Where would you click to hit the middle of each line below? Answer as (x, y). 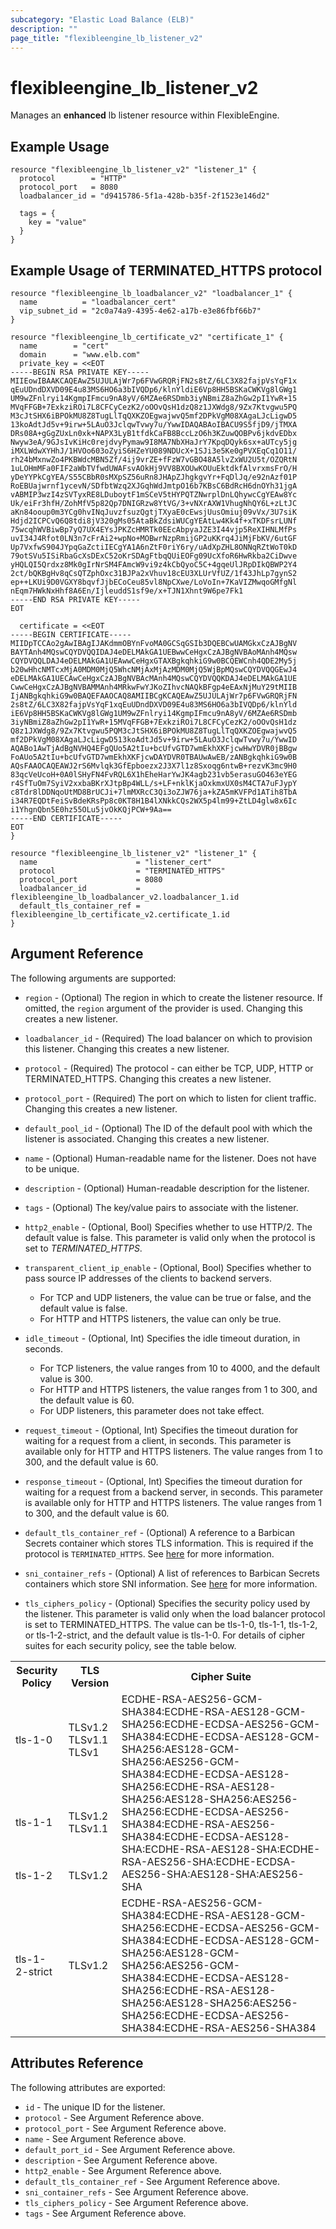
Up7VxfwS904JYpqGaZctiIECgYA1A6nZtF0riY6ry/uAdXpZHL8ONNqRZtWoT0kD (154, 547)
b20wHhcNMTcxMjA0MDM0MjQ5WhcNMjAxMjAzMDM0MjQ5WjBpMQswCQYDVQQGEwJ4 (154, 669)
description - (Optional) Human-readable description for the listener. (167, 1188)
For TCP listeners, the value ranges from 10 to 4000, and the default (180, 1368)
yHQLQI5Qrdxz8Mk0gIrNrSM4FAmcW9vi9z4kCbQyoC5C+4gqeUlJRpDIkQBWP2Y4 (154, 564)
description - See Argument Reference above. (121, 2160)
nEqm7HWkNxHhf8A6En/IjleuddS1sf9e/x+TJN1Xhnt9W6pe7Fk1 (127, 591)
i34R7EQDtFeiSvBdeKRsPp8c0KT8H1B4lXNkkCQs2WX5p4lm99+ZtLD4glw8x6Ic (154, 801)
